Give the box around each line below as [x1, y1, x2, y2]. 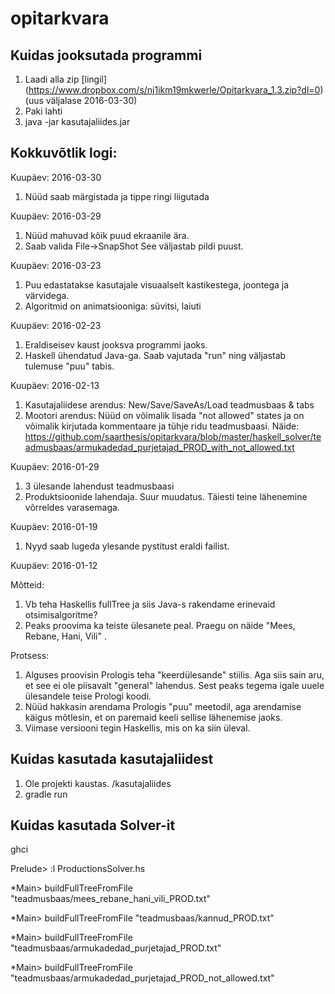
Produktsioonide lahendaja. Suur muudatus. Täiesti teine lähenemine [24, 490, 308, 502]
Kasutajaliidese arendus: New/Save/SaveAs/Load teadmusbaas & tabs [24, 398, 315, 411]
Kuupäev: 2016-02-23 [10, 319, 102, 331]
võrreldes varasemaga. [24, 501, 120, 513]
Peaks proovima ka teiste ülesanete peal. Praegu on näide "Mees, [24, 619, 296, 631]
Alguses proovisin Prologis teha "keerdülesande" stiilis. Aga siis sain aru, [24, 668, 325, 681]
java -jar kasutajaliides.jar [24, 116, 131, 127]
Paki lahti [24, 105, 63, 117]
